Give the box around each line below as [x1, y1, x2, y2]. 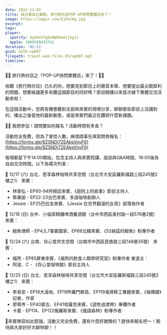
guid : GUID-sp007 [5, 49, 41, 54]
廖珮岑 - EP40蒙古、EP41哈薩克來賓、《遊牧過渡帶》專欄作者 [12, 302, 136, 308]
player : [5, 30, 21, 35]
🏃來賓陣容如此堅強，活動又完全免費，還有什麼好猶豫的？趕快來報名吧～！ [5, 318, 157, 324]
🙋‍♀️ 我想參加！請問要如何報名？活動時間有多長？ [5, 123, 104, 129]
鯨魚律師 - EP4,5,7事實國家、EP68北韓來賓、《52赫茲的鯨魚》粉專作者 [12, 228, 156, 234]
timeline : [5, 58, 26, 63]
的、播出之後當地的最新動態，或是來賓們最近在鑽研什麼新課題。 [5, 112, 136, 118]
